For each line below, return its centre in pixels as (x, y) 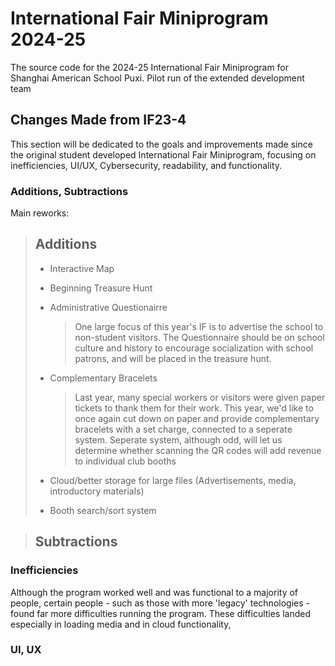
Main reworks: (40, 213)
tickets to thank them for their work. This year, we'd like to (194, 408)
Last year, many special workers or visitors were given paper (200, 397)
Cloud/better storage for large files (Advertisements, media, (173, 480)
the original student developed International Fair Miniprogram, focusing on (163, 154)
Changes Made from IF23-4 (98, 120)
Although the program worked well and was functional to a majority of (154, 592)
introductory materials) (97, 491)
